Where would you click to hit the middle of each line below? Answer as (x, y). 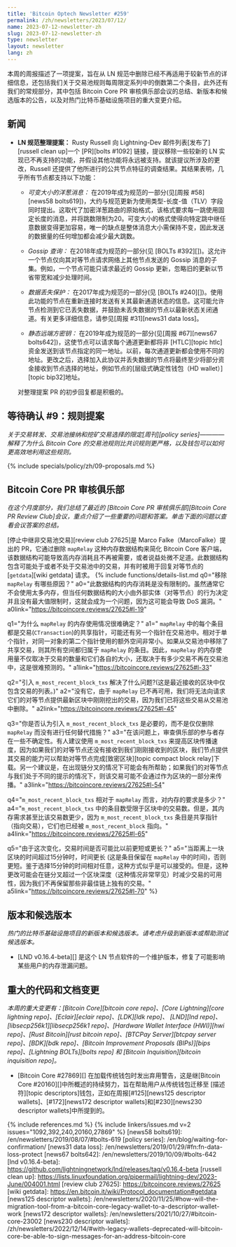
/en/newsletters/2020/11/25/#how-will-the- (156, 1199)
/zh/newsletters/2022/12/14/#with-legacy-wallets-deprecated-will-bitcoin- (115, 1228)
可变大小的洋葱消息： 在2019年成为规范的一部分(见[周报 (109, 192)
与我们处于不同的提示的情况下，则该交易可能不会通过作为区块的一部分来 (111, 776)
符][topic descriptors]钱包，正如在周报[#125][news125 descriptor (111, 1093)
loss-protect (25, 1154)
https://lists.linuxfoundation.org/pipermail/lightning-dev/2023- (127, 1176)
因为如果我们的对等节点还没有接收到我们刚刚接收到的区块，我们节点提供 (124, 750)
